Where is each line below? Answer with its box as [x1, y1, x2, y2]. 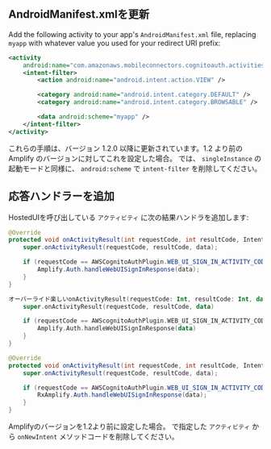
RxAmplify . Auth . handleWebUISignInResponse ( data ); [37, 391, 207, 399]
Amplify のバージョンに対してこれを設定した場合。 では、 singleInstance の [8, 153, 262, 163]
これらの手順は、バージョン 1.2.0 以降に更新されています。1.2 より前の [8, 143, 244, 153]
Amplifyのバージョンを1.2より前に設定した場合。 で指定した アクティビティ [8, 422, 251, 431]
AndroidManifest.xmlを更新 [8, 7, 150, 22]
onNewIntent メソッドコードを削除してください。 [17, 432, 179, 441]
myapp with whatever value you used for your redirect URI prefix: [8, 38, 221, 48]
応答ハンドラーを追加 [8, 189, 115, 203]
